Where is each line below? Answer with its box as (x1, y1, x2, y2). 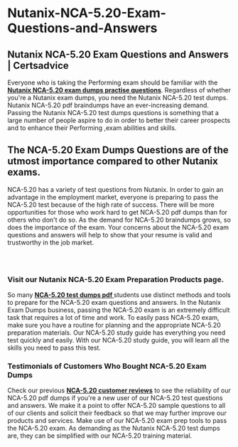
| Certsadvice (7, 59, 69, 72)
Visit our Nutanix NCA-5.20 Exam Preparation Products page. (7, 274, 225, 284)
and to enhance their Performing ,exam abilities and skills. (7, 124, 177, 132)
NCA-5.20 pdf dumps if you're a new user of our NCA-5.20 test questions (7, 394, 223, 402)
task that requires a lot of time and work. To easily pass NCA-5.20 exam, (7, 313, 220, 322)
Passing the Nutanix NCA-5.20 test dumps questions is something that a (7, 109, 219, 117)
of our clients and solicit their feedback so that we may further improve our (7, 409, 227, 417)
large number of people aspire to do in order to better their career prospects (7, 116, 231, 124)
